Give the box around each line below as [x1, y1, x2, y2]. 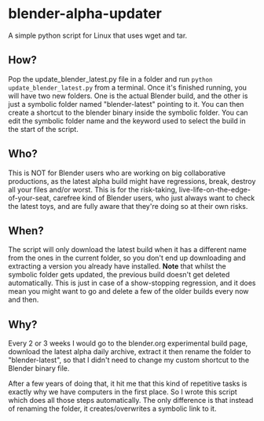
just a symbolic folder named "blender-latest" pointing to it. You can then [8, 99, 244, 108]
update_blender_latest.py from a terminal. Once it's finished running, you [8, 82, 247, 92]
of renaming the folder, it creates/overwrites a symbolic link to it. [8, 404, 217, 413]
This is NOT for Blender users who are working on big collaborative [8, 168, 226, 178]
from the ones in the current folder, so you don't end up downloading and [8, 253, 246, 263]
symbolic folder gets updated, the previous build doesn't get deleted [8, 270, 230, 280]
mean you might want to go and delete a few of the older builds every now [8, 287, 249, 296]
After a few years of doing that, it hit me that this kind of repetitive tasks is [8, 379, 247, 389]
